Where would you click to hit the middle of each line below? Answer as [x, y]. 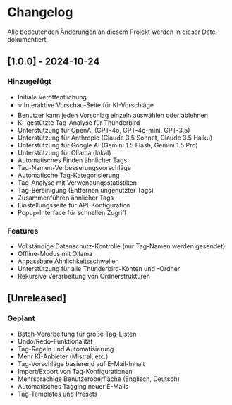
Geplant [21, 318]
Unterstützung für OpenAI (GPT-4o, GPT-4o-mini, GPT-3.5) [104, 130]
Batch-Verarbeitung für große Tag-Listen [77, 334]
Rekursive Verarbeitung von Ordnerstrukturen [84, 276]
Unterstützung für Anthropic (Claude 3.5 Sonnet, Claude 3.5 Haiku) [115, 138]
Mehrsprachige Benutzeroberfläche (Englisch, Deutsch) [98, 379]
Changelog [40, 12]
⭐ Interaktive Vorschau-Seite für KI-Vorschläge [85, 105]
